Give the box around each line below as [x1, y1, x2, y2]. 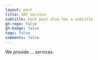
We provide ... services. [5, 48, 54, 55]
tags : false [5, 30, 30, 35]
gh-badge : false [5, 26, 39, 31]
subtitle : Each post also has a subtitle [5, 16, 93, 21]
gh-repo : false [5, 21, 37, 26]
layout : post [5, 7, 33, 12]
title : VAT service [5, 12, 46, 17]
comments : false [5, 35, 39, 40]
